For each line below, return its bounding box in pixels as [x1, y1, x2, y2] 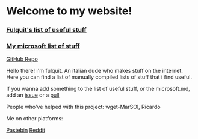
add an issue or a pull [6, 91, 60, 99]
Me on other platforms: [6, 115, 63, 122]
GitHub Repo [6, 55, 38, 63]
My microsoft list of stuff [6, 42, 80, 51]
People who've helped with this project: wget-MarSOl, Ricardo [6, 103, 161, 111]
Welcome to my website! [6, 4, 132, 18]
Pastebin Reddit [6, 126, 46, 134]
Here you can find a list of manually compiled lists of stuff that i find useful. [6, 73, 193, 81]
